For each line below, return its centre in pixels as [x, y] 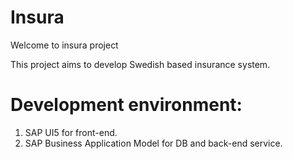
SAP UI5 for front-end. [71, 132]
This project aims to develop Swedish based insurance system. [140, 64]
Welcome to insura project [64, 45]
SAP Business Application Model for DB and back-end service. [153, 143]
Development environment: [126, 105]
